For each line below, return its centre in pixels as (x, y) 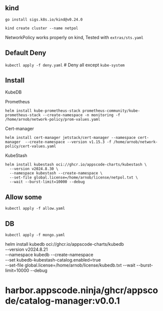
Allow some (23, 197)
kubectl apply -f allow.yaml (35, 209)
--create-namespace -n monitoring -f (81, 115)
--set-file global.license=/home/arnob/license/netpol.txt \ (74, 178)
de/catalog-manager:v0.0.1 (62, 301)
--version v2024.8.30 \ (34, 169)
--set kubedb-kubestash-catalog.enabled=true (53, 260)
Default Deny (26, 53)
